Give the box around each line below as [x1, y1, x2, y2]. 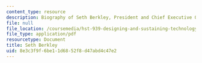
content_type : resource [6, 8, 66, 15]
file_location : [6, 25, 44, 32]
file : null [6, 20, 34, 26]
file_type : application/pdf [6, 31, 77, 37]
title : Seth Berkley [6, 43, 58, 49]
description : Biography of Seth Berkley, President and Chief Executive [6, 14, 192, 20]
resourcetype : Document [6, 37, 66, 43]
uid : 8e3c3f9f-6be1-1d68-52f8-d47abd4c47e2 [6, 48, 117, 54]
